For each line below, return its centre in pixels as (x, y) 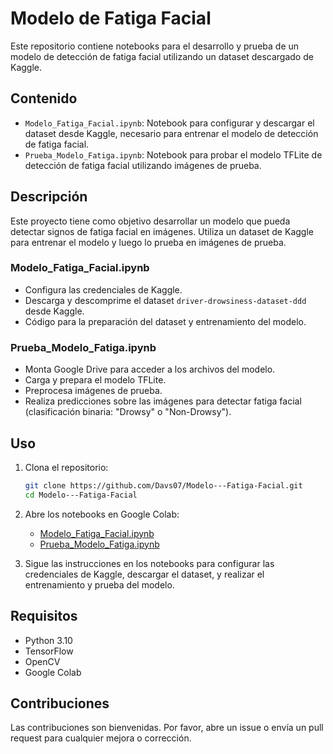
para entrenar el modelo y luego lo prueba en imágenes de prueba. (148, 242)
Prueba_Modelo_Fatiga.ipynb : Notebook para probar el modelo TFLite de (173, 154)
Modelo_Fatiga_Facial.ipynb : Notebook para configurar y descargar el (169, 123)
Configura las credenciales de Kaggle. (103, 289)
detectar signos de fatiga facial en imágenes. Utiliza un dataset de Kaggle (162, 231)
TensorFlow (49, 651)
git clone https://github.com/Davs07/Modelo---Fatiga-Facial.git (163, 485)
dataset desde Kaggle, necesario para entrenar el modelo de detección (171, 133)
